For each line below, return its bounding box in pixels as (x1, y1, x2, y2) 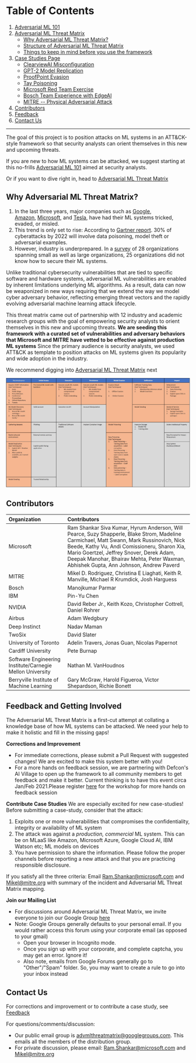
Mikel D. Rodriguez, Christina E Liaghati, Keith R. (67, 570, 183, 577)
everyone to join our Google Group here (14, 914, 110, 921)
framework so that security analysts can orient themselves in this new (19, 139, 188, 147)
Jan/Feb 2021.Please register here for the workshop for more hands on (14, 783, 185, 790)
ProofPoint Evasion (23, 73, 69, 80)
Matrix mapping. (6, 885, 45, 892)
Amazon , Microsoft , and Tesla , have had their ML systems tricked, (14, 214, 174, 221)
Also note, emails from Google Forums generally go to (23, 958, 153, 965)
